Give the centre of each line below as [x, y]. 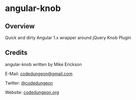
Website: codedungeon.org [32, 92]
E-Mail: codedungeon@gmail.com [39, 74]
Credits [16, 53]
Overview [20, 26]
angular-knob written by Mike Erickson [43, 64]
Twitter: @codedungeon [29, 83]
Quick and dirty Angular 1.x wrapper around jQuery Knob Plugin [68, 37]
